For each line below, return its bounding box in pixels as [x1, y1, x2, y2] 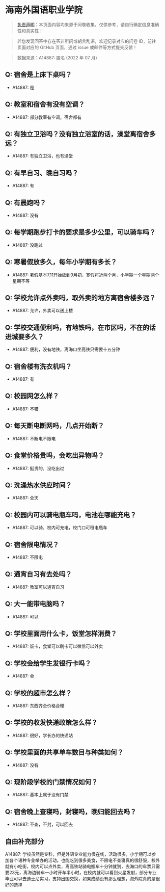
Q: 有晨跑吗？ [5, 198, 47, 207]
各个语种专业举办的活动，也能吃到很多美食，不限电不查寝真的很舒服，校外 [9, 857, 160, 864]
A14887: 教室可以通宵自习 [12, 584, 65, 590]
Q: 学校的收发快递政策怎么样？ [5, 718, 98, 727]
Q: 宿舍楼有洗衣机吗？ [5, 362, 72, 370]
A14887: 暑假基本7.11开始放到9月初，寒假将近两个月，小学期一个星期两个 [12, 272, 160, 278]
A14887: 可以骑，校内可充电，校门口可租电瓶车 [12, 525, 108, 530]
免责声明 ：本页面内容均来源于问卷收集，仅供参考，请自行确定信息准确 [17, 22, 160, 27]
